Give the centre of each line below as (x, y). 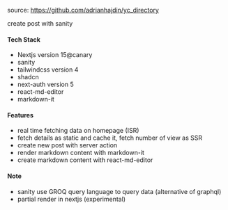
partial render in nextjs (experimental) (71, 199)
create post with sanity (40, 23)
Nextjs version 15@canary (55, 55)
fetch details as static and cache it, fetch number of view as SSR (110, 138)
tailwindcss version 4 (48, 70)
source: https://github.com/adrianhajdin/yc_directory (83, 10)
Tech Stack (24, 39)
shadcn (28, 77)
